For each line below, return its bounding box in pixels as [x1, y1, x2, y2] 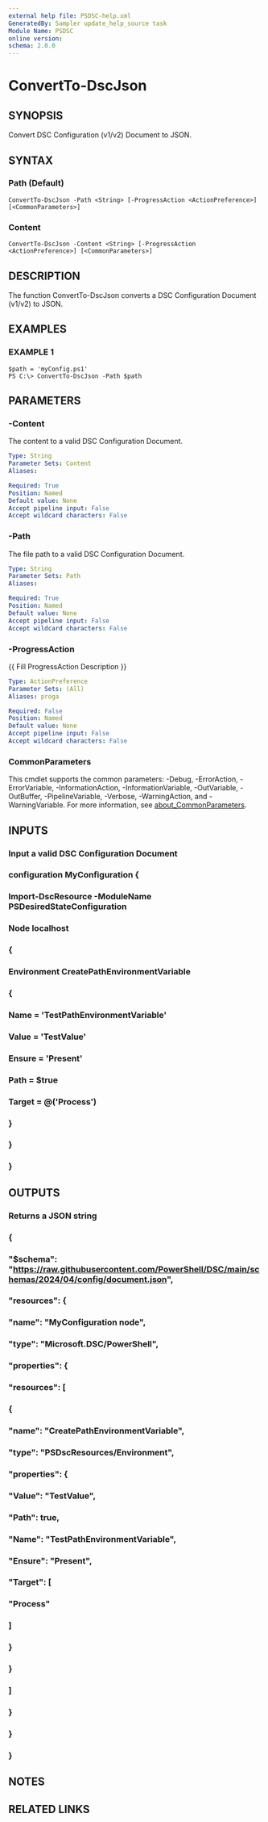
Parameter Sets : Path [8, 572, 81, 580]
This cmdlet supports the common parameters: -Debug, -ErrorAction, [8, 774, 239, 784]
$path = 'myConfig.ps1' [8, 365, 89, 373]
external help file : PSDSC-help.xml [8, 11, 131, 20]
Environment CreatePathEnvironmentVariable [8, 966, 191, 978]
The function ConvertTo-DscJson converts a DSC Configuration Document [8, 290, 257, 299]
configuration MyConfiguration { [8, 869, 139, 881]
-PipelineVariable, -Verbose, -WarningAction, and [43, 792, 208, 802]
